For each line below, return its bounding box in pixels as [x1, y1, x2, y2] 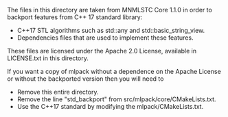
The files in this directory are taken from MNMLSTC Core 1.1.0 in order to [7, 6, 213, 14]
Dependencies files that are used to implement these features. [16, 34, 194, 42]
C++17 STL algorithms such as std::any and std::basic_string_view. [16, 27, 205, 34]
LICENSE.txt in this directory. [7, 54, 89, 62]
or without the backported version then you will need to [7, 75, 164, 83]
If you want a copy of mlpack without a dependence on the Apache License [7, 68, 221, 75]
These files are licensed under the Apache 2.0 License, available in [7, 47, 197, 55]
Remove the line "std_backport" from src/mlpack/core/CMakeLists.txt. [16, 95, 216, 103]
